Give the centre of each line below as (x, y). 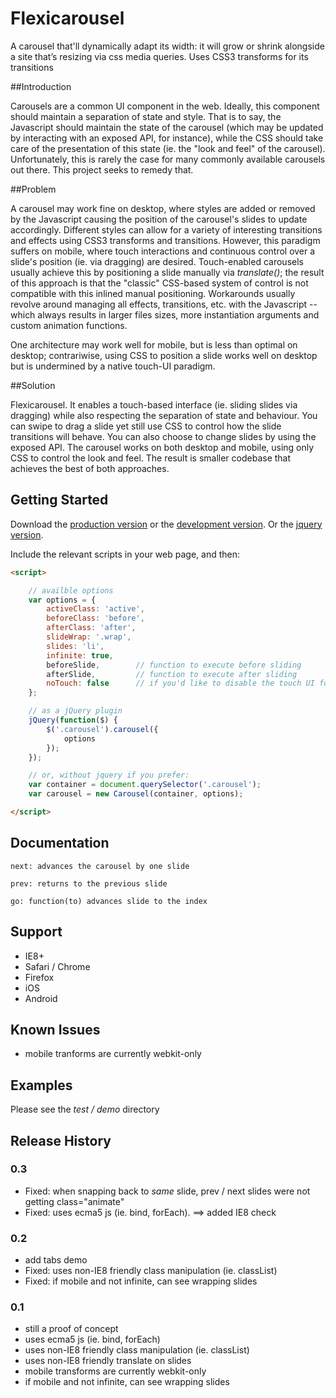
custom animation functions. (69, 325)
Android (41, 998)
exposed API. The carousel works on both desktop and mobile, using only (162, 447)
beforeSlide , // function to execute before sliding (174, 665)
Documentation (60, 843)
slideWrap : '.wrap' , (89, 637)
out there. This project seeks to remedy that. (102, 169)
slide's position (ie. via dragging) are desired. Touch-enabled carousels (157, 261)
